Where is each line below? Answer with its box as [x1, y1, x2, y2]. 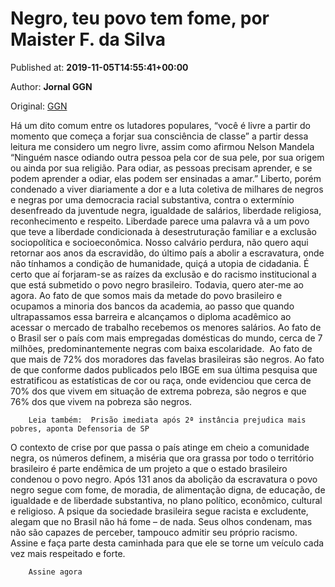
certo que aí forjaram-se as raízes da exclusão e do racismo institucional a [10, 268, 317, 280]
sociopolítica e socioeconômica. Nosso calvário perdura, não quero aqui [10, 236, 309, 248]
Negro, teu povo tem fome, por [10, 7, 270, 30]
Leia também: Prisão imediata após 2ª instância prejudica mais [28, 415, 307, 425]
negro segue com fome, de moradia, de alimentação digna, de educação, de [10, 483, 326, 496]
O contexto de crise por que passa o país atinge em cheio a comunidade [10, 441, 310, 453]
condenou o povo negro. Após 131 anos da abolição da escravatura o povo [10, 473, 318, 485]
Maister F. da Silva [10, 28, 167, 51]
